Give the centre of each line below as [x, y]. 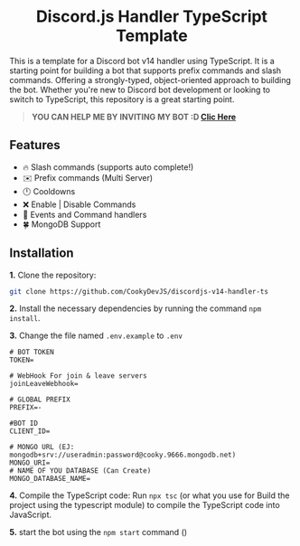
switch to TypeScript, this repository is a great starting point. [122, 99]
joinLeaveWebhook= [44, 384]
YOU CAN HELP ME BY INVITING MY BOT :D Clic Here [134, 117]
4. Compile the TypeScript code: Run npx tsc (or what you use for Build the [150, 495]
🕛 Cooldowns [49, 191]
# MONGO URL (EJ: [42, 447]
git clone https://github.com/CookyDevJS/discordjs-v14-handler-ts [139, 291]
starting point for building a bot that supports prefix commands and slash [145, 71]
